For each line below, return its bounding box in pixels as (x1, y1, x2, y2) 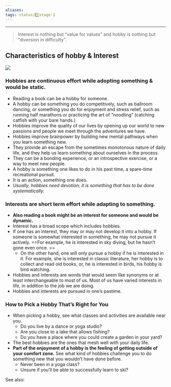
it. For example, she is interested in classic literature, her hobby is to (20, 255, 163, 261)
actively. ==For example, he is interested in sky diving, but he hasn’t (12, 239, 155, 245)
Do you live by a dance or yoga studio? (20, 323, 102, 330)
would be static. (5, 84, 46, 91)
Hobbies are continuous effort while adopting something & (5, 77, 153, 84)
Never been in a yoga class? (20, 361, 80, 368)
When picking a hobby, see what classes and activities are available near (12, 312, 166, 318)
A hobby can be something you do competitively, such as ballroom (12, 101, 153, 107)
